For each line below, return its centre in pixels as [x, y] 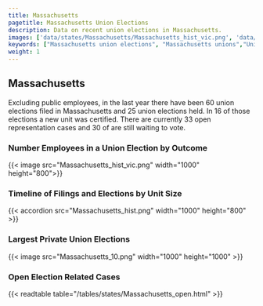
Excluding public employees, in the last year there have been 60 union [121, 102]
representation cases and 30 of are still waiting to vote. [97, 127]
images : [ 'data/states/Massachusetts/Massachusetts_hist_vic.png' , [121, 37]
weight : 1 [24, 52]
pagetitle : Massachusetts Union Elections [78, 23]
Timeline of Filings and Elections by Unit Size [95, 194]
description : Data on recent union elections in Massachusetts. [115, 30]
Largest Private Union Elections [69, 239]
